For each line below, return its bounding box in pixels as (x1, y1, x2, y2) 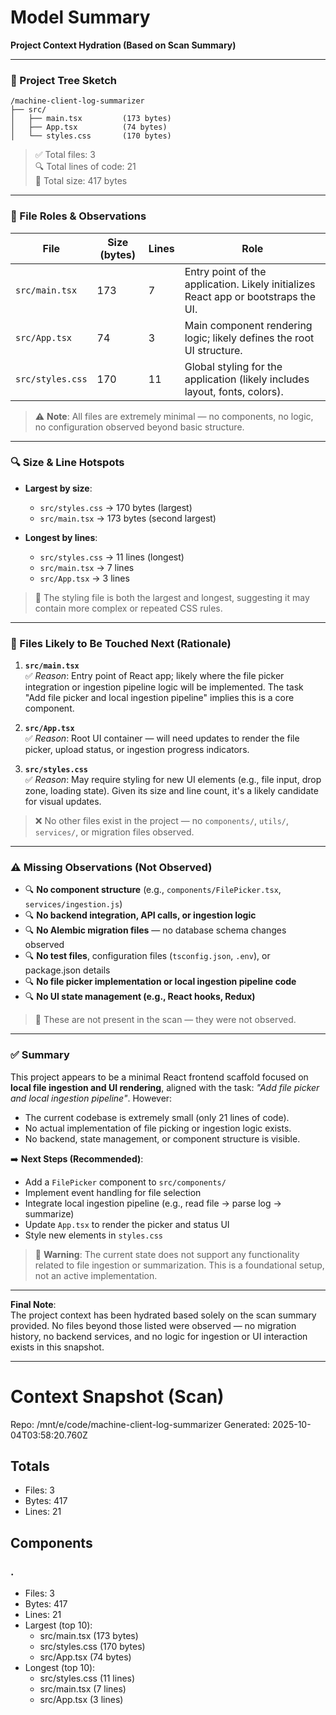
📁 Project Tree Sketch (10, 73, 118, 87)
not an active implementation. (34, 1269, 158, 1281)
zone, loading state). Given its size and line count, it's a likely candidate (24, 785, 319, 797)
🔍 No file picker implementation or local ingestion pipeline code (24, 976, 297, 988)
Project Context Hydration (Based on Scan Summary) (10, 39, 237, 51)
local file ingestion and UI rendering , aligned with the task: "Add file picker (10, 1081, 320, 1093)
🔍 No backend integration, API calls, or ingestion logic (24, 909, 257, 921)
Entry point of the (184, 264, 267, 278)
